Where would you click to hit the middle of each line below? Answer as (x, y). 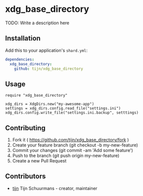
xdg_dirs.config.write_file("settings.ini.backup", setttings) (72, 113)
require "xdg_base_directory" (36, 96)
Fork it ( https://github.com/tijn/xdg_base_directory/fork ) (71, 140)
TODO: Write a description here (37, 23)
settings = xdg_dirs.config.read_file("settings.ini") (63, 108)
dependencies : (20, 59)
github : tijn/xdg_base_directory (49, 69)
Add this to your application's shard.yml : (46, 50)
